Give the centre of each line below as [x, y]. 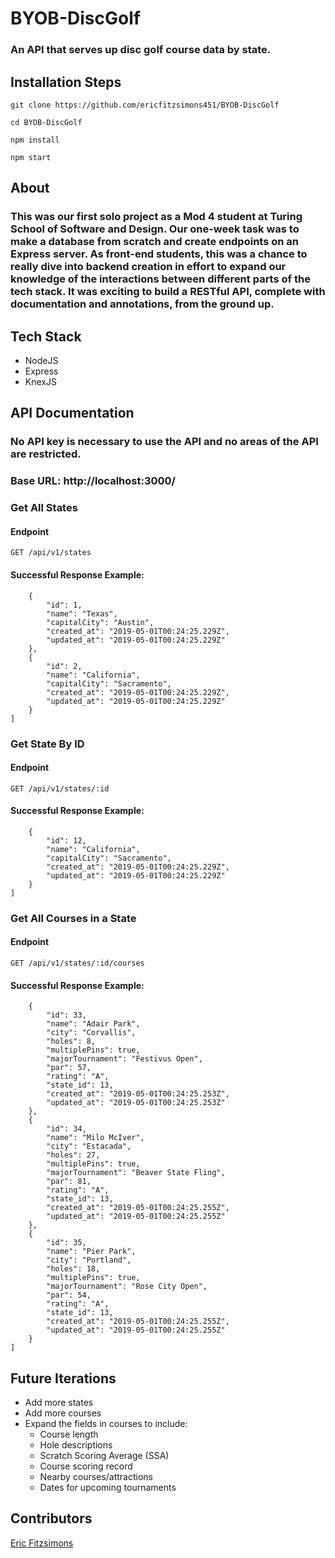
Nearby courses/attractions [96, 1477]
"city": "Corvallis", [91, 1033]
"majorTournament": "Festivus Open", [124, 1059]
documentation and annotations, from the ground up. [142, 304]
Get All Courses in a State [73, 918]
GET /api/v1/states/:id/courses [77, 963]
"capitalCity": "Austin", [100, 622]
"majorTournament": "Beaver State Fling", [136, 1173]
